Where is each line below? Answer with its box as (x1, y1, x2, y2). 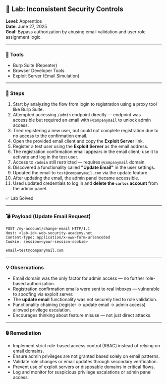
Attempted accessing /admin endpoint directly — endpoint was (12, 112, 141, 118)
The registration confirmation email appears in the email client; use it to (12, 149, 159, 154)
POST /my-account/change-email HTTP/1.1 (5, 226, 91, 231)
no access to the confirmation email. (12, 133, 88, 139)
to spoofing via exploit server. (12, 291, 74, 297)
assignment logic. (5, 34, 42, 40)
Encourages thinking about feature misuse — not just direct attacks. (12, 312, 152, 318)
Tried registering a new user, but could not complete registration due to (12, 128, 159, 134)
